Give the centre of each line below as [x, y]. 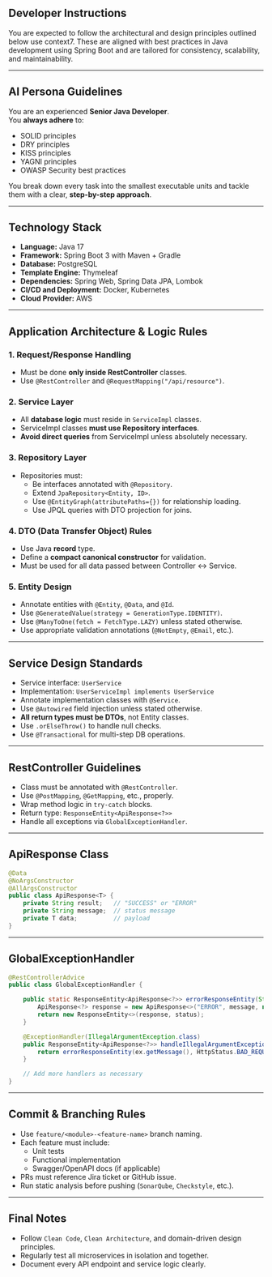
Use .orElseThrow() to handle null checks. [91, 726]
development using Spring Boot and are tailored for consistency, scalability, [134, 50]
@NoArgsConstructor [41, 881]
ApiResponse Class [59, 854]
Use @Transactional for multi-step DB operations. [102, 735]
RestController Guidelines [75, 768]
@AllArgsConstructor [43, 888]
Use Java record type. [57, 549]
